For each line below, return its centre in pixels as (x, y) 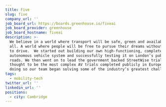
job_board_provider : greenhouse (38, 28)
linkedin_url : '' (23, 88)
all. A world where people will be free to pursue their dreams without (86, 46)
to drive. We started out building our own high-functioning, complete (86, 51)
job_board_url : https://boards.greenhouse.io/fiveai (61, 23)
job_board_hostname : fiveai (34, 33)
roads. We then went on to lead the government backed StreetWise (79, 60)
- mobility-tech (26, 78)
